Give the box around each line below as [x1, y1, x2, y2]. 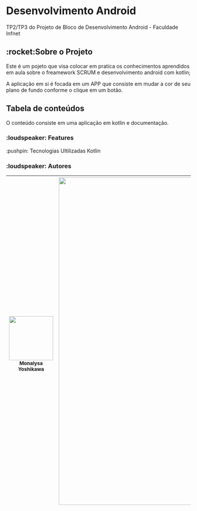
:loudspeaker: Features [6, 134, 74, 142]
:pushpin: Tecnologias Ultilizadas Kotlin [6, 147, 101, 154]
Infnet [6, 29, 21, 36]
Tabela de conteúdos [6, 104, 85, 114]
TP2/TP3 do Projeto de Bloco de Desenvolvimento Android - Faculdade [6, 24, 179, 31]
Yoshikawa [18, 366, 45, 373]
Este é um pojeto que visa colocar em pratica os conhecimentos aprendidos [6, 62, 190, 69]
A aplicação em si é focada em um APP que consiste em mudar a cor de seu [6, 80, 191, 87]
